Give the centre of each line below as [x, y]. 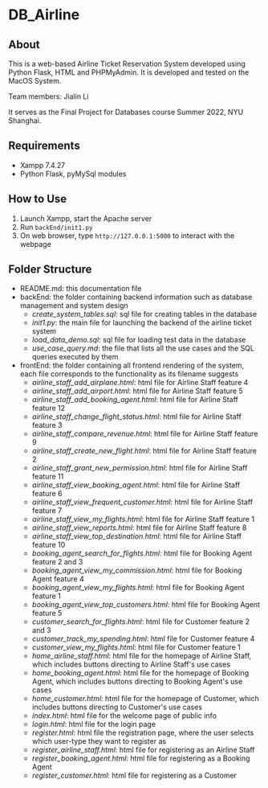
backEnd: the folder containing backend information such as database [136, 297]
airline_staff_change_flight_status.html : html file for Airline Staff [137, 417]
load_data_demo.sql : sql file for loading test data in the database [139, 340]
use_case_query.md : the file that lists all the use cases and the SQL [143, 348]
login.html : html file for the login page [94, 724]
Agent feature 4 [58, 579]
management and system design [74, 306]
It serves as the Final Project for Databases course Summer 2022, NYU [126, 112]
